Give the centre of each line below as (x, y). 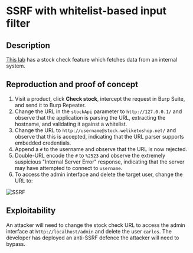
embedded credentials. (43, 143)
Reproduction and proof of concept (72, 84)
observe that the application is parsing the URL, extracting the (90, 117)
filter (18, 23)
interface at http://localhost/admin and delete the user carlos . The (89, 231)
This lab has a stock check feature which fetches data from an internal (92, 60)
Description (28, 45)
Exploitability (31, 211)
